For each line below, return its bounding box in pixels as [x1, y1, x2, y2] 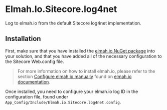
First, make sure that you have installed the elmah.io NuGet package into [5, 47, 155, 53]
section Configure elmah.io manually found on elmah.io [17, 73, 132, 79]
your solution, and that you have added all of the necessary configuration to [5, 53, 162, 59]
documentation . [17, 78, 50, 84]
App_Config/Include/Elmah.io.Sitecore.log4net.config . [5, 99, 121, 105]
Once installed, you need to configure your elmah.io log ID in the [5, 88, 138, 94]
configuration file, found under [5, 93, 69, 99]
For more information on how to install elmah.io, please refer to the [17, 68, 155, 74]
